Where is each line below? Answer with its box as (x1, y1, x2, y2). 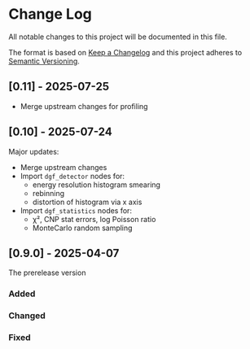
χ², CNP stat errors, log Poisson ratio (32, 214, 156, 224)
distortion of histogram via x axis (32, 197, 143, 207)
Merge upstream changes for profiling (20, 101, 148, 111)
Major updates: (8, 146, 59, 156)
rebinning (32, 188, 65, 198)
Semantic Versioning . (8, 56, 80, 66)
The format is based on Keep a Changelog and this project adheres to (8, 47, 243, 57)
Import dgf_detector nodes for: (20, 171, 125, 181)
